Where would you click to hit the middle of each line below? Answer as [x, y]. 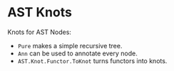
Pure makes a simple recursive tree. [70, 45]
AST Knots [40, 12]
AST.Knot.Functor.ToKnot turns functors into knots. [92, 60]
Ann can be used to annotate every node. [77, 53]
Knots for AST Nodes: [39, 32]
